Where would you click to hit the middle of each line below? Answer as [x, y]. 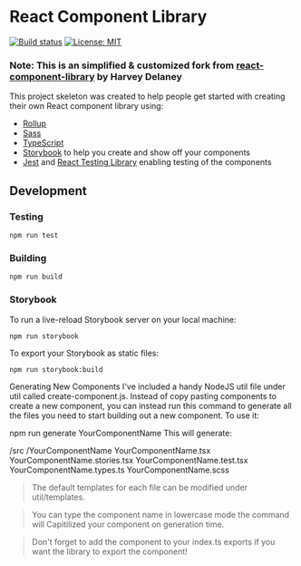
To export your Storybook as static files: [84, 353]
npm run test [34, 235]
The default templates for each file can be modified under [139, 487]
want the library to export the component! [109, 551]
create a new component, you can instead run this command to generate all [150, 405]
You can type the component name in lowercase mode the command [160, 514]
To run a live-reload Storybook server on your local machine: [123, 319]
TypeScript [43, 143]
